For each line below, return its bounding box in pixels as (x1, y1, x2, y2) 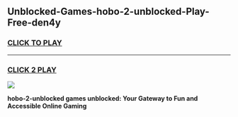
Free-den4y (7, 17, 62, 29)
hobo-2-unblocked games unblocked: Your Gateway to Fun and (7, 94, 198, 102)
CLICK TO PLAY (7, 38, 62, 48)
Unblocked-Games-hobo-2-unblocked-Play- (7, 6, 210, 18)
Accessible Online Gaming (7, 101, 87, 110)
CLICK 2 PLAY (7, 65, 57, 74)
